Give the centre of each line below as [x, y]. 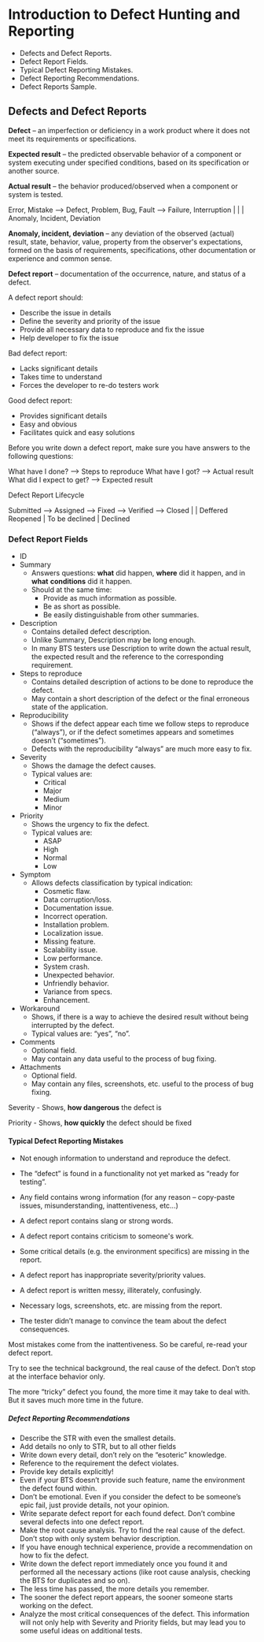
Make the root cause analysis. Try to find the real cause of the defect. [132, 1530]
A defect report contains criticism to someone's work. [106, 1236]
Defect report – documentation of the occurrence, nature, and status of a [127, 274]
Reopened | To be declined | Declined [69, 519]
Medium [56, 799]
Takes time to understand [60, 377]
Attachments [40, 1067]
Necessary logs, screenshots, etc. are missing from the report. [121, 1305]
